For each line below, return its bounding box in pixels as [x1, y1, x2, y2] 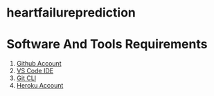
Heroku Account [16, 81, 64, 90]
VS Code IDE [16, 67, 53, 75]
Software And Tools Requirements [6, 37, 208, 52]
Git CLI [16, 74, 37, 82]
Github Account [16, 59, 62, 68]
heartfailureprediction [6, 5, 136, 21]
